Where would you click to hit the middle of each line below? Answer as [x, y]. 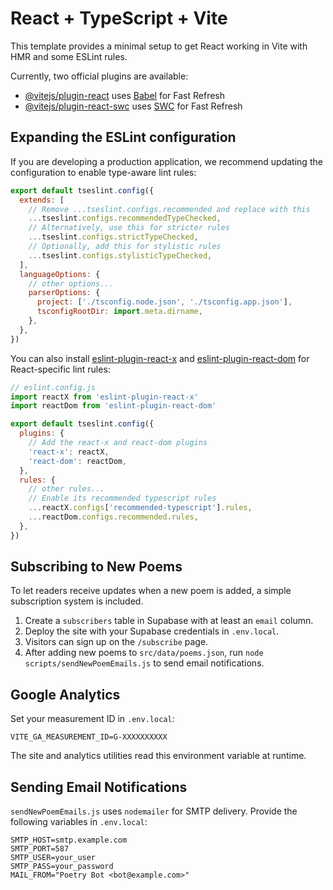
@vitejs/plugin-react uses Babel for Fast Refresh [125, 95]
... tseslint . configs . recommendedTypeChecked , [125, 218]
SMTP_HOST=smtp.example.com [69, 840]
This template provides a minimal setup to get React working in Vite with [159, 46]
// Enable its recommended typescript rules [122, 498]
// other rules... [66, 489]
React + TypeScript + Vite [119, 18]
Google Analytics [65, 694]
